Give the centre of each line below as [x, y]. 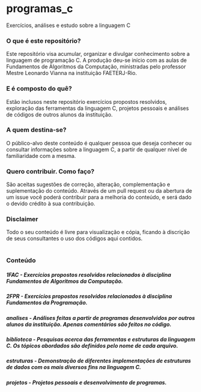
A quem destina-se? [37, 130]
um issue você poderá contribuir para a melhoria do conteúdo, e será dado [99, 198]
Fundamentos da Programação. [47, 303]
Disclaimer [22, 219]
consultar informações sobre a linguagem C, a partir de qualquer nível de [97, 149]
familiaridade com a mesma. [41, 155]
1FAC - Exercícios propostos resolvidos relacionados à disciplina [89, 274]
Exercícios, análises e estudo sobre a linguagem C [68, 25]
